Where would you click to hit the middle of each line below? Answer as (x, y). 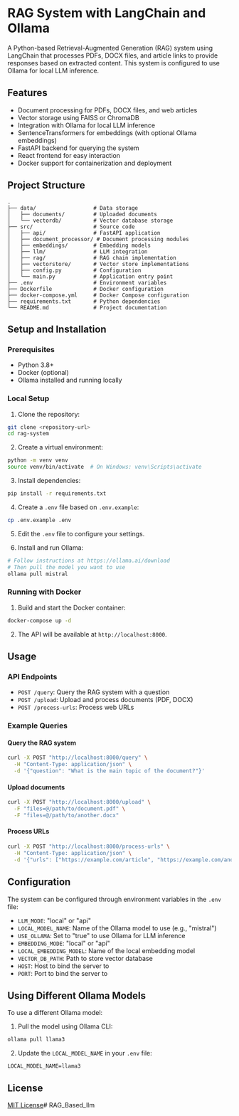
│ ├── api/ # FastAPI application (84, 233)
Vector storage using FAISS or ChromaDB (79, 117)
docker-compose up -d (39, 620)
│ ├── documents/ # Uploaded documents (83, 214)
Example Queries (37, 726)
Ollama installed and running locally (70, 380)
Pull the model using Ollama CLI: (65, 1026)
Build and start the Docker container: (71, 607)
